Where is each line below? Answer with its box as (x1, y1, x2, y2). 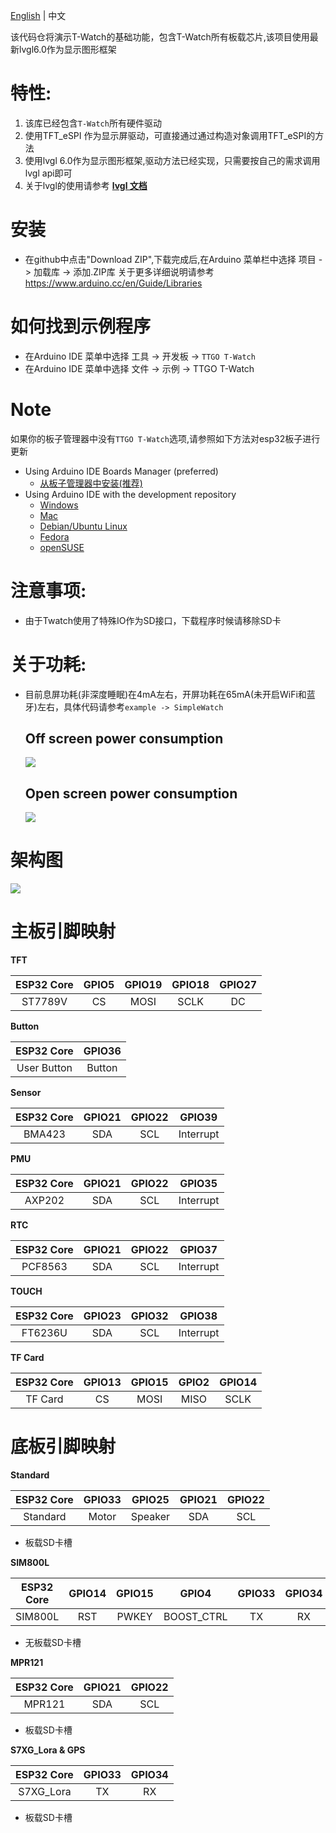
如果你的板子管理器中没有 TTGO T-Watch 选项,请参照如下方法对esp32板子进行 (10, 432, 321, 444)
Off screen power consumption (24, 730, 224, 748)
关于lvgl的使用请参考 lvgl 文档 (24, 179, 148, 191)
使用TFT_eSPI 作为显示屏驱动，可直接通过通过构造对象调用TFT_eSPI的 (24, 129, 316, 141)
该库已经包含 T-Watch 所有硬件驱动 (24, 117, 162, 129)
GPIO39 (179, 1110, 218, 1124)
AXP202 (24, 1194, 65, 1208)
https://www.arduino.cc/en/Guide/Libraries (24, 277, 203, 289)
